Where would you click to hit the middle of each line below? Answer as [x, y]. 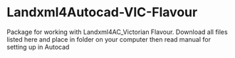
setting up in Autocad [38, 47]
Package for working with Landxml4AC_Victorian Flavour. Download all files [117, 32]
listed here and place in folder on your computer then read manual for [109, 39]
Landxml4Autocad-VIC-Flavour [102, 12]
